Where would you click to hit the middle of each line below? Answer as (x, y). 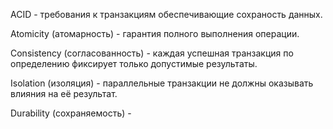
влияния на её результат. (64, 93)
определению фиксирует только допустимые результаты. (134, 63)
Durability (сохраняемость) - (71, 113)
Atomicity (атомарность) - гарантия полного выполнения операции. (155, 33)
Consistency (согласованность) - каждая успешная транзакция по (152, 53)
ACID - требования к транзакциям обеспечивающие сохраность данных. (166, 14)
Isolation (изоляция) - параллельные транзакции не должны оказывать (162, 83)
